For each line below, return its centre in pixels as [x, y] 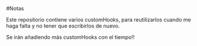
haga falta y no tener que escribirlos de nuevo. [63, 26]
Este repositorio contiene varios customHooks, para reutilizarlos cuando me [98, 20]
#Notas [15, 8]
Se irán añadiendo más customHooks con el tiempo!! [70, 37]
